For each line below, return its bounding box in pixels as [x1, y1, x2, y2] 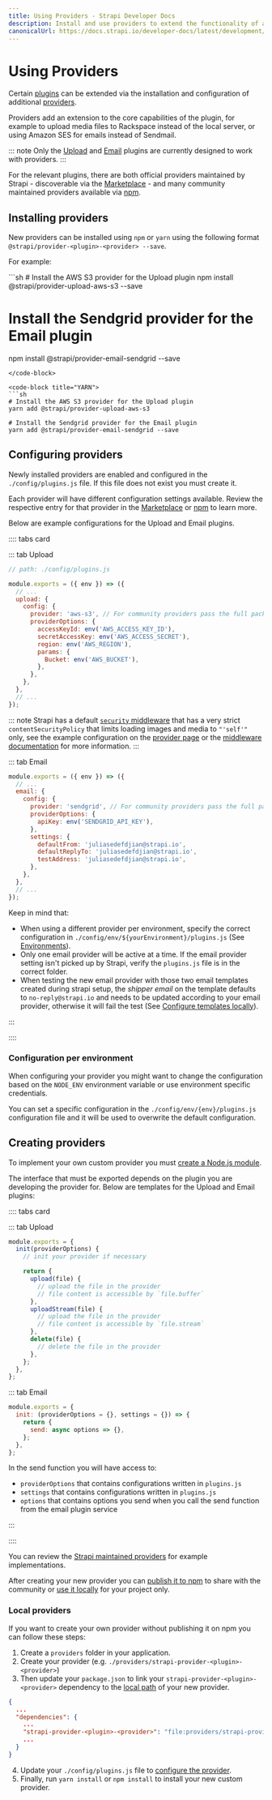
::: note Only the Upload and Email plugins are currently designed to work [8, 146, 253, 156]
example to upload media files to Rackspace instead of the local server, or [8, 122, 256, 131]
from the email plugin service [19, 1505, 118, 1515]
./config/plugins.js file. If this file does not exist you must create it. [8, 478, 237, 487]
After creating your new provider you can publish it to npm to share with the [8, 1576, 261, 1586]
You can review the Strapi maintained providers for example [8, 1552, 208, 1562]
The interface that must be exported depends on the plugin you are [8, 1173, 233, 1183]
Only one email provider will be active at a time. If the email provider [19, 949, 247, 959]
